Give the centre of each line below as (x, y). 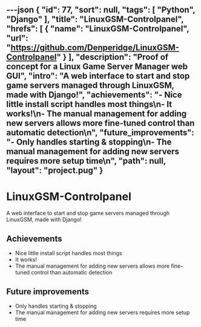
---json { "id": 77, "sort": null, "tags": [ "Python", (101, 10)
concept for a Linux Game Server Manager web (97, 67)
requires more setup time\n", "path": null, (86, 161)
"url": (17, 38)
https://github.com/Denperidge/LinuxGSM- (95, 48)
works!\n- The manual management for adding (97, 114)
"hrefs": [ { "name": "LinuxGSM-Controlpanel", (98, 29)
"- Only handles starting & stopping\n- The (89, 142)
